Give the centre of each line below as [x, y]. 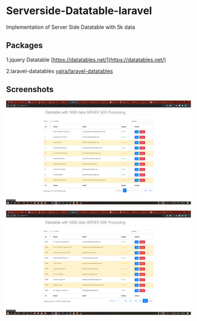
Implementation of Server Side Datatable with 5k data [71, 27]
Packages [24, 45]
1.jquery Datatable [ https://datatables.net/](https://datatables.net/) [86, 59]
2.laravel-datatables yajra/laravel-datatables [60, 71]
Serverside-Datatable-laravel [79, 11]
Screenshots [30, 89]
